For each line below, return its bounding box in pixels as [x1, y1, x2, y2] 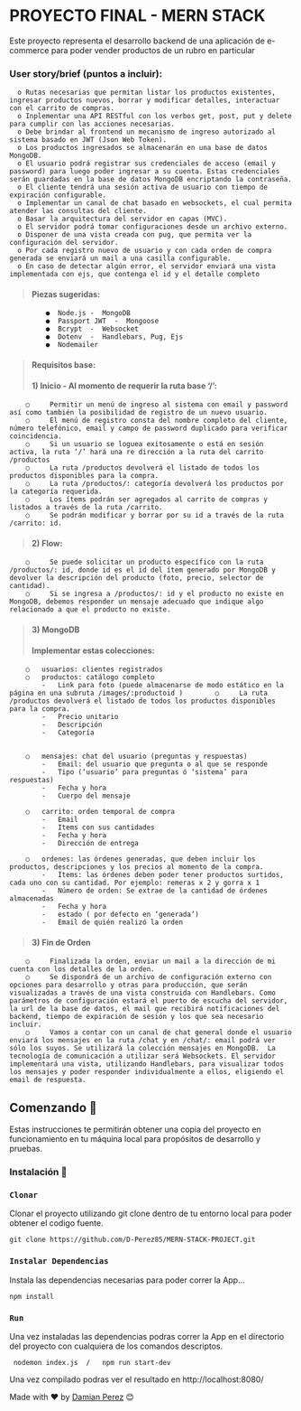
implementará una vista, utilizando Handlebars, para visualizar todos [9, 1060, 284, 1069]
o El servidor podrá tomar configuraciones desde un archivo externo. [17, 222, 288, 231]
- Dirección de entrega [41, 839, 140, 848]
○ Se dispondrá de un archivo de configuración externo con [25, 973, 272, 982]
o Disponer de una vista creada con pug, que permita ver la [17, 230, 252, 239]
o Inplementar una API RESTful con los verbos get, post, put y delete [17, 112, 293, 121]
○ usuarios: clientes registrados [25, 665, 164, 674]
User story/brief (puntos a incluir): [9, 67, 163, 79]
